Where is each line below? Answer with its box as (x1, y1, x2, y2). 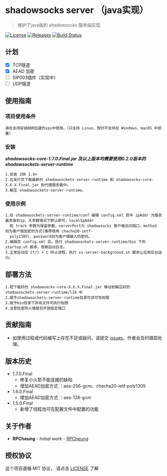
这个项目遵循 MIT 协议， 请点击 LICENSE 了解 (5, 466, 99, 472)
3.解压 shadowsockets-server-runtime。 (5, 188, 86, 193)
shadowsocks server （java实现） (5, 4, 149, 16)
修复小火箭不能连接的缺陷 (19, 377, 73, 383)
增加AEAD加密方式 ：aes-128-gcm (19, 394, 91, 400)
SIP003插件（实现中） (12, 74, 58, 80)
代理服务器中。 (44, 182, 71, 187)
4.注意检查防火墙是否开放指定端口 (5, 306, 66, 311)
